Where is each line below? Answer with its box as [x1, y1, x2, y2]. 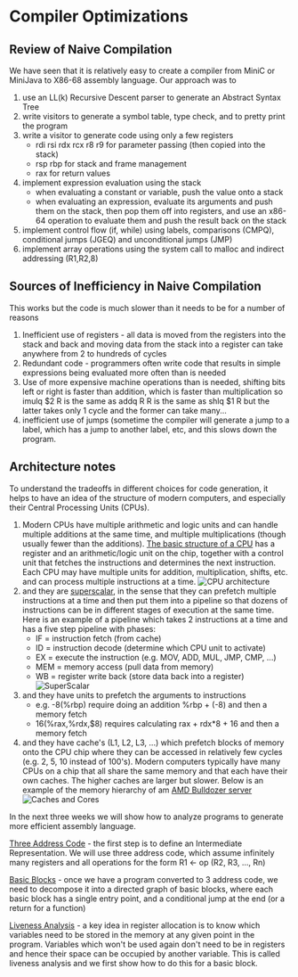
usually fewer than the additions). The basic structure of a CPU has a [21, 538, 276, 549]
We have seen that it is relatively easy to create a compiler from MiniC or [9, 65, 276, 76]
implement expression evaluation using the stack [21, 177, 202, 188]
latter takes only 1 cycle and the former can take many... [21, 405, 227, 415]
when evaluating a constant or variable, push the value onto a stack [35, 187, 284, 197]
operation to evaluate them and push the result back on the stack [47, 216, 287, 226]
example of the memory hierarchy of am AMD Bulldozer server [21, 784, 253, 795]
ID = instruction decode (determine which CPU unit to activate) [35, 642, 267, 653]
